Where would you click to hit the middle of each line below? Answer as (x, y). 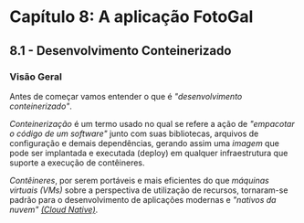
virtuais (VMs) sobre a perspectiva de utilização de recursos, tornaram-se (149, 190)
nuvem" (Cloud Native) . (54, 209)
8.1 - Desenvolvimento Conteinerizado (121, 51)
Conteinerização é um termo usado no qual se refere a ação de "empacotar (152, 123)
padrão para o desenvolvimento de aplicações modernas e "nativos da (143, 199)
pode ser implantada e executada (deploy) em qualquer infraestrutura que (149, 153)
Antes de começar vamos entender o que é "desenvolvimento (126, 96)
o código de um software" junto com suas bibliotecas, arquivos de (134, 133)
